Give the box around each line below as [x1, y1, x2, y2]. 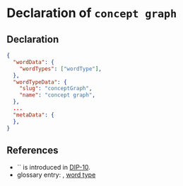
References [6, 144, 59, 156]
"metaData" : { [13, 111, 54, 119]
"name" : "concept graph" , [19, 92, 96, 99]
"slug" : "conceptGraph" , [19, 85, 93, 92]
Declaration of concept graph [6, 5, 177, 21]
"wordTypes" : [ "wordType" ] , [19, 65, 102, 72]
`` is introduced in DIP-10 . [16, 163, 91, 172]
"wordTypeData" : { [13, 78, 68, 86]
